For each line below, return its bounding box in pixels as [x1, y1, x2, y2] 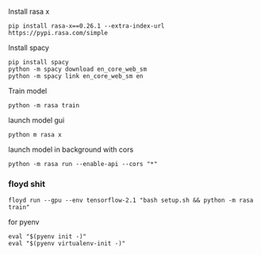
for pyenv [8, 218, 40, 227]
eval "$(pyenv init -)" [8, 233, 87, 241]
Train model [8, 87, 48, 95]
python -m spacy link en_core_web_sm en [8, 72, 144, 80]
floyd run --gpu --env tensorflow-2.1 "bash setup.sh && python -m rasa [8, 196, 254, 205]
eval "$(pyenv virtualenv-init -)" [8, 240, 126, 248]
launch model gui [8, 115, 65, 125]
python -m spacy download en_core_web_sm [8, 65, 148, 73]
